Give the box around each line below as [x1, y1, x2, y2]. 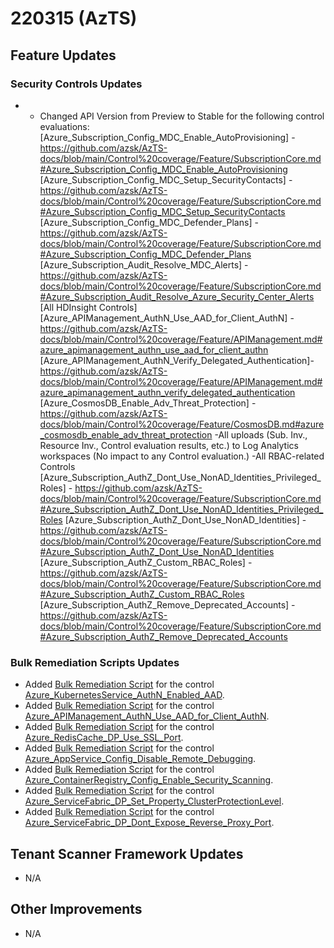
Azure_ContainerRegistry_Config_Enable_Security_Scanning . [24, 774, 274, 786]
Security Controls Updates [10, 77, 143, 91]
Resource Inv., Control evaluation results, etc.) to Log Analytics [39, 439, 299, 451]
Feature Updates [10, 47, 117, 64]
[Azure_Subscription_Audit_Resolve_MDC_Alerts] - [39, 258, 249, 271]
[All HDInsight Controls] [39, 301, 138, 313]
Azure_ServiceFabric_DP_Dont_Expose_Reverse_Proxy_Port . [24, 817, 275, 829]
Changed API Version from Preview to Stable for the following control [39, 110, 325, 122]
